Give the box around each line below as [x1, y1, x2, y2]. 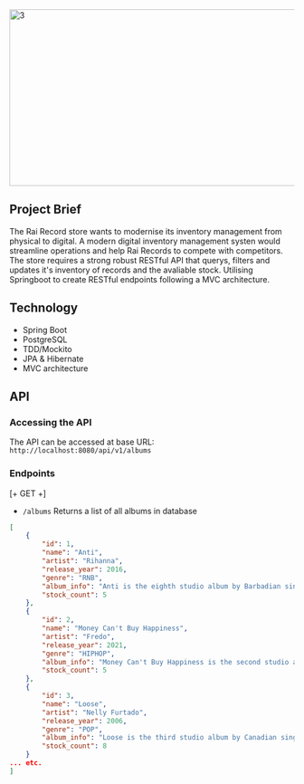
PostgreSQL [22, 334, 68, 345]
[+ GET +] [9, 488, 47, 499]
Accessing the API [9, 416, 92, 428]
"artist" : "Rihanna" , [42, 557, 124, 566]
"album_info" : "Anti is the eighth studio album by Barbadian [42, 581, 281, 591]
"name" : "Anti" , [42, 548, 103, 558]
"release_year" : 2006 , [42, 716, 128, 725]
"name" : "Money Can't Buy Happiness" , [42, 624, 188, 633]
